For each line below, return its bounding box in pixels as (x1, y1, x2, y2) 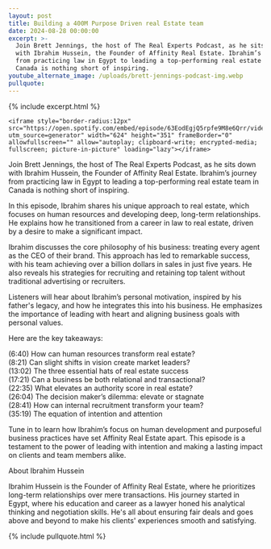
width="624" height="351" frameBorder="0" (87, 131, 232, 139)
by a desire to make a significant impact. (8, 227, 143, 236)
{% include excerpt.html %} (8, 102, 101, 111)
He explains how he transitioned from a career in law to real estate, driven (8, 218, 254, 227)
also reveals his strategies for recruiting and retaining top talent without (8, 268, 246, 277)
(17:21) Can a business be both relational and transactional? (8, 374, 206, 384)
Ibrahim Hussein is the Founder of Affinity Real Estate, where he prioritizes (8, 481, 256, 491)
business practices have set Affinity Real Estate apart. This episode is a (8, 433, 246, 443)
